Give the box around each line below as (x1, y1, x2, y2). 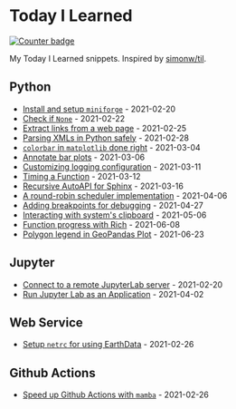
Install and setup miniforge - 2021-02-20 (22, 103, 176, 114)
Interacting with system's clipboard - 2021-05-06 (22, 209, 207, 220)
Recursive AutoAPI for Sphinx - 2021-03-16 (22, 180, 184, 191)
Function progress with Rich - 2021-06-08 (22, 219, 181, 229)
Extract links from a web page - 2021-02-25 (22, 122, 187, 133)
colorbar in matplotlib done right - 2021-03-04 (22, 141, 201, 152)
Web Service (9, 315, 83, 330)
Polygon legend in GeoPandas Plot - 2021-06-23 (22, 229, 205, 239)
